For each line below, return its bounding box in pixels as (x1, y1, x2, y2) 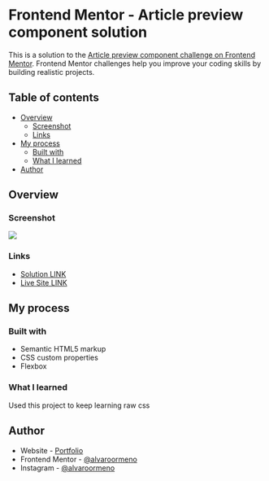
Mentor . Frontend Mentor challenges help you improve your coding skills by (8, 59, 262, 68)
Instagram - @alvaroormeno (20, 462, 115, 473)
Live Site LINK (20, 278, 67, 287)
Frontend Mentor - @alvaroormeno (20, 454, 138, 464)
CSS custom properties (20, 352, 99, 363)
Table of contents (8, 91, 99, 105)
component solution (8, 23, 148, 42)
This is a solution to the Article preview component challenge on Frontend (8, 50, 256, 59)
